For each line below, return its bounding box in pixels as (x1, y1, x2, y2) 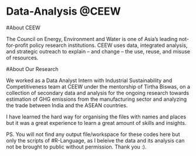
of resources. (6, 54, 39, 61)
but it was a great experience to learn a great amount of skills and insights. (6, 119, 187, 126)
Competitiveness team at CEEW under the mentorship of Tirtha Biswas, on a (6, 83, 191, 90)
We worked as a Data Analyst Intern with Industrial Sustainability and (6, 77, 173, 84)
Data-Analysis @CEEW (6, 5, 121, 18)
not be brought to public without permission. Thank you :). (6, 143, 147, 150)
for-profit (6, 42, 28, 49)
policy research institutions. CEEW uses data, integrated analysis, (29, 42, 188, 49)
